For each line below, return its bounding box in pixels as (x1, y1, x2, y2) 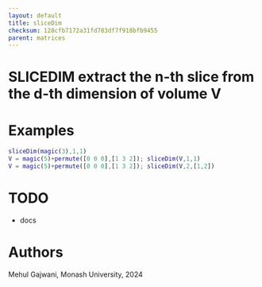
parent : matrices (8, 33, 66, 42)
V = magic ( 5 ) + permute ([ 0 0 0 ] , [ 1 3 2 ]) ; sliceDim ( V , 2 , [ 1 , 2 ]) (8, 162, 215, 171)
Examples (8, 121, 75, 139)
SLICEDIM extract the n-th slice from (8, 68, 255, 86)
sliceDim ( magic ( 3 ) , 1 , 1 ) (8, 148, 87, 156)
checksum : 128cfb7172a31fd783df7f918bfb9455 (8, 26, 158, 34)
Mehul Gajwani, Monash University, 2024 (8, 270, 143, 279)
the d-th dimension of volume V (8, 85, 222, 103)
